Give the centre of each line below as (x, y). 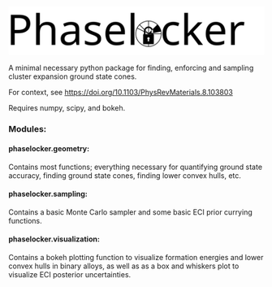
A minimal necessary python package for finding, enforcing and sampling (131, 68)
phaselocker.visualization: (54, 239)
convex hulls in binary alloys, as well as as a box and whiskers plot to (124, 266)
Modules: (28, 129)
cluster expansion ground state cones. (73, 76)
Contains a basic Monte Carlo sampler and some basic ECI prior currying (131, 212)
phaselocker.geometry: (49, 148)
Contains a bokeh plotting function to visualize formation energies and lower (136, 258)
